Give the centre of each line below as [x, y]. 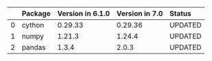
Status [181, 13]
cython [33, 25]
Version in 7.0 [140, 13]
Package [36, 13]
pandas [34, 47]
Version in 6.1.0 [84, 13]
